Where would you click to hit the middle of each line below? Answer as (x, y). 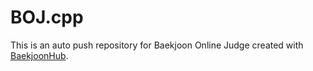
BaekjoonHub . (39, 55)
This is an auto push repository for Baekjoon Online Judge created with (157, 45)
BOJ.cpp (47, 17)
